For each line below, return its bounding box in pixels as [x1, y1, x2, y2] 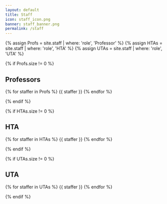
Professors [5, 75, 41, 84]
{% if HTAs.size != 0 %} [5, 108, 54, 114]
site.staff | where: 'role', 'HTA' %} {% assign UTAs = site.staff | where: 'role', [5, 45, 162, 52]
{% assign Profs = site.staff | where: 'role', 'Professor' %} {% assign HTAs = [5, 40, 162, 46]
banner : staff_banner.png [5, 21, 59, 27]
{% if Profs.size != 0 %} [5, 61, 54, 67]
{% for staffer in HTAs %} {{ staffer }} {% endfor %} [5, 136, 113, 142]
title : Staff [5, 12, 33, 17]
